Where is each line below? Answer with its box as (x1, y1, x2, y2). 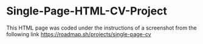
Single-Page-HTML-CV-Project (6, 4, 167, 18)
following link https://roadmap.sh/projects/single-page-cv (6, 30, 151, 37)
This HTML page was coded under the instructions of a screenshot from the (6, 24, 197, 31)
